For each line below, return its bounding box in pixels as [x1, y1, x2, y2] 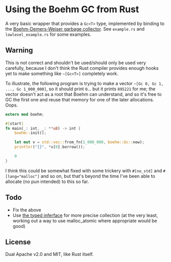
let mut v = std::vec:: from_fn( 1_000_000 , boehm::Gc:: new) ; [14, 140, 145, 145]
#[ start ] [5, 121, 24, 126]
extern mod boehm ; [5, 112, 44, 117]
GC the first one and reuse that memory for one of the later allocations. [5, 96, 154, 102]
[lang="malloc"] [5, 174, 40, 179]
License [5, 238, 31, 246]
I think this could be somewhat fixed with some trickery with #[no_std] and [5, 167, 162, 174]
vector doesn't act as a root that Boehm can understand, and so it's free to [5, 91, 162, 97]
